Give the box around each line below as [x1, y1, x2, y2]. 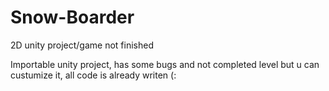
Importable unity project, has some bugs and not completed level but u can [10, 58, 320, 70]
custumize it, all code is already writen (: [10, 69, 177, 81]
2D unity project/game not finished [10, 39, 154, 51]
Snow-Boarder [10, 6, 135, 29]
